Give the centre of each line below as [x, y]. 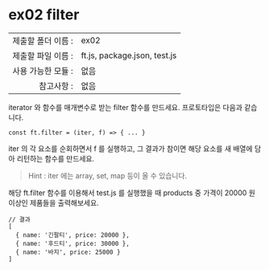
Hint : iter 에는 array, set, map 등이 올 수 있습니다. [108, 175]
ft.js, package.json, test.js [129, 55]
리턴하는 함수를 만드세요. [56, 158]
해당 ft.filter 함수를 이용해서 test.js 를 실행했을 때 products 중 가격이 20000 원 [132, 192]
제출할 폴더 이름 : [43, 40]
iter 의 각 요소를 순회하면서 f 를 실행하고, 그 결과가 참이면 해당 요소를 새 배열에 [130, 148]
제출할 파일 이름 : [43, 55]
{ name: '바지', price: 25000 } [68, 252]
